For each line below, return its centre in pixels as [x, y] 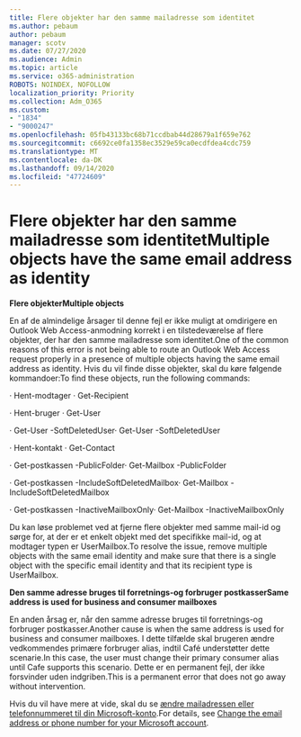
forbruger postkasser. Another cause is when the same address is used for [147, 629]
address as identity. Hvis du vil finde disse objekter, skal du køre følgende [146, 369]
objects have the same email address [151, 260]
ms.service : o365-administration [72, 76]
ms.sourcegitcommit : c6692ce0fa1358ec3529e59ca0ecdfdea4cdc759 [130, 143]
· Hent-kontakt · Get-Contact [62, 448]
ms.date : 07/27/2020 [48, 51]
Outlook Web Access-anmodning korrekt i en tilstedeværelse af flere [136, 330]
